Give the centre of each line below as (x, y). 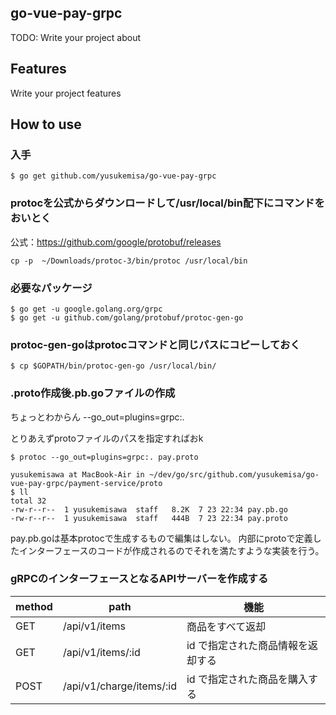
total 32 (28, 501)
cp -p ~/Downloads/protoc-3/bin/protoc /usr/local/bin (129, 261)
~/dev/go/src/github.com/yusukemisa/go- (234, 474)
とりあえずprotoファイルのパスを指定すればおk (107, 438)
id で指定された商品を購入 (247, 679)
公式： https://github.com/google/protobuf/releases (116, 242)
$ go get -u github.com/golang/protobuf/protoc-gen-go (127, 317)
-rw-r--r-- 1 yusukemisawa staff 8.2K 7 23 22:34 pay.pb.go (149, 509)
